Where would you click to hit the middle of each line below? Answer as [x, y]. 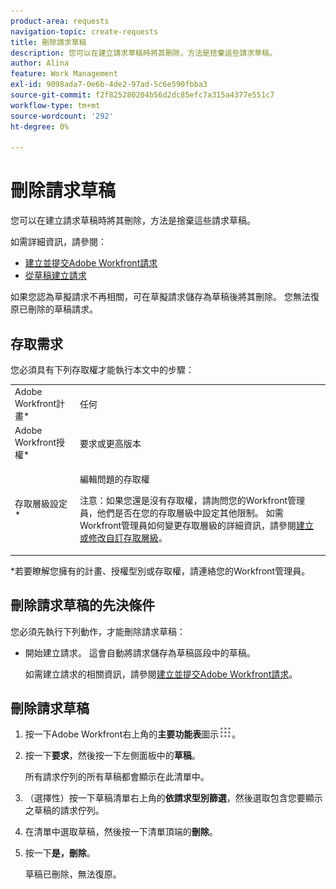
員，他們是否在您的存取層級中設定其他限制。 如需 [181, 513]
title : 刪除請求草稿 [48, 42]
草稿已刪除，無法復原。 [73, 874]
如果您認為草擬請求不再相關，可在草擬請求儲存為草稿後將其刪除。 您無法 [160, 297]
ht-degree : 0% [40, 126]
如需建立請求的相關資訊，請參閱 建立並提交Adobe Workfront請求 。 [161, 674]
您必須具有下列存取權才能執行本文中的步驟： [102, 369]
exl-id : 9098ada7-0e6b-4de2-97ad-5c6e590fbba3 [109, 85]
